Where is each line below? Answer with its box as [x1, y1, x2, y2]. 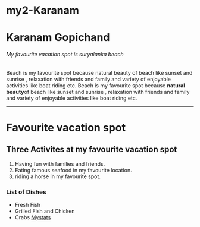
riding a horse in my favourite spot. [14, 173, 101, 180]
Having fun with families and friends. [14, 160, 105, 167]
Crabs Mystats [14, 213, 51, 220]
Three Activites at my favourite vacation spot [6, 144, 177, 155]
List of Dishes [6, 188, 46, 196]
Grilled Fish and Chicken [14, 207, 76, 215]
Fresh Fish [14, 201, 40, 208]
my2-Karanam [6, 4, 79, 17]
